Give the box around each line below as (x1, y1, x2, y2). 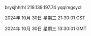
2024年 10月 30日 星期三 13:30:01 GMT (5, 25, 87, 31)
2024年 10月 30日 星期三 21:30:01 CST (5, 15, 85, 21)
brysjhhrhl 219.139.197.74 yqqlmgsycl (5, 5, 82, 10)
